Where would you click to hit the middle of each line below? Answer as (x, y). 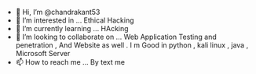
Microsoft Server (43, 53)
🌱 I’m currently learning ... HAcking (72, 28)
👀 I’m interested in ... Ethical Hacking (75, 20)
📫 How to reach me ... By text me (70, 62)
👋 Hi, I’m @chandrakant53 (58, 12)
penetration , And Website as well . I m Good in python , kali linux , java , (132, 45)
